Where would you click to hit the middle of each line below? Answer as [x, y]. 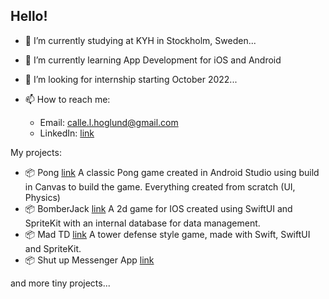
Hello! [29, 16]
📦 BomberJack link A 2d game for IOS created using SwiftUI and [158, 208]
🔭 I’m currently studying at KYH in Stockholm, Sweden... [140, 40]
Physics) [42, 197]
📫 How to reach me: [67, 99]
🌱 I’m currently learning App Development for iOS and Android [153, 60]
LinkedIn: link [67, 133]
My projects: [36, 152]
